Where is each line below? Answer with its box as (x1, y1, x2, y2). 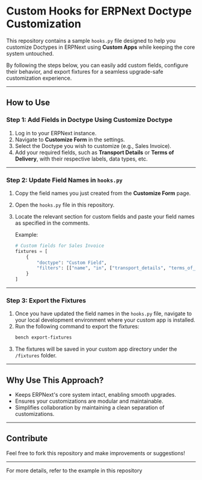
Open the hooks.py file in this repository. (14, 201, 115, 208)
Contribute (6, 434, 48, 444)
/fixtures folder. (14, 352, 57, 359)
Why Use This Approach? (6, 375, 104, 385)
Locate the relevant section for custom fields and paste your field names (14, 213, 195, 220)
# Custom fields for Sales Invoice (14, 243, 105, 249)
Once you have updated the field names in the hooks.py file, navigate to (14, 310, 192, 318)
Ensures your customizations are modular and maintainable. (14, 397, 164, 405)
